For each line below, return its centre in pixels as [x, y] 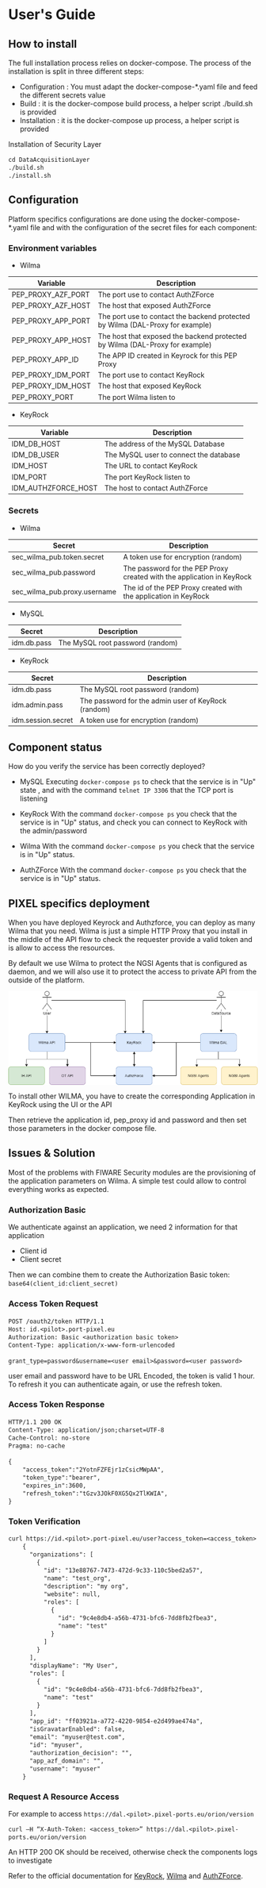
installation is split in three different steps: [76, 71]
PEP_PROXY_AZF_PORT [51, 294]
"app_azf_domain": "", [66, 1761]
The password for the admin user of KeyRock [153, 701]
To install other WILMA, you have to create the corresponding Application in [132, 1096]
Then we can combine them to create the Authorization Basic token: [119, 1275]
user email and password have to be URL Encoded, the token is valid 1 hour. [132, 1375]
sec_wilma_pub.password [53, 572]
